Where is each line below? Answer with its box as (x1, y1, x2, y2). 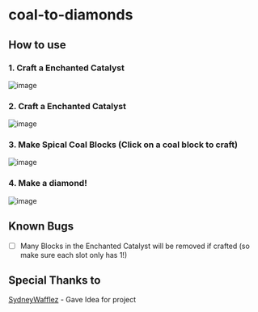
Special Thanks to (8, 273, 101, 288)
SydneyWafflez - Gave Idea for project (8, 295, 137, 305)
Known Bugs (8, 220, 74, 234)
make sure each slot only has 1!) (19, 250, 128, 259)
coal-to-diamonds (8, 6, 133, 24)
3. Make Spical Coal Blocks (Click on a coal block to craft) (8, 139, 239, 150)
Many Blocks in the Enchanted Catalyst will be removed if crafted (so (19, 241, 251, 251)
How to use (8, 38, 66, 52)
